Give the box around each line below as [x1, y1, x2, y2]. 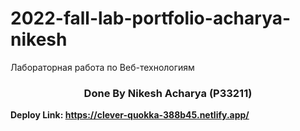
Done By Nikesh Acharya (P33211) [83, 86, 253, 100]
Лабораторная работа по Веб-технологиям [10, 61, 195, 73]
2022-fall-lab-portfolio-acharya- [10, 7, 292, 30]
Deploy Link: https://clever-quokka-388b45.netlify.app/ [10, 109, 250, 121]
